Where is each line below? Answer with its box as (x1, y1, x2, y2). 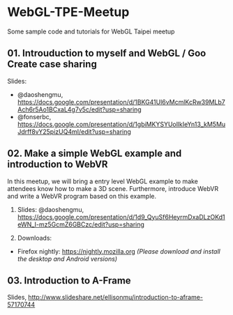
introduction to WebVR (7, 158, 108, 171)
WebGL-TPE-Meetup (7, 4, 130, 20)
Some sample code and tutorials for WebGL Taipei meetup (7, 27, 175, 36)
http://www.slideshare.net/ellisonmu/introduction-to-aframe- (27, 293, 204, 302)
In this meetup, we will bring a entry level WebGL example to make (7, 177, 199, 185)
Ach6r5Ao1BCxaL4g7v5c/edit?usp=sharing (17, 105, 142, 114)
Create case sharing (7, 59, 98, 70)
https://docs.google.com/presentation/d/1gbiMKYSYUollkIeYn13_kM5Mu (17, 120, 226, 128)
